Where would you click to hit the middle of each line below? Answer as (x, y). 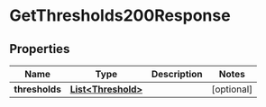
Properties (40, 49)
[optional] (232, 89)
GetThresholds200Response (120, 16)
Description (177, 74)
